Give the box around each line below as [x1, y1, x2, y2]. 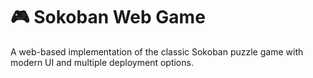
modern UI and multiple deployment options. [10, 56, 194, 68]
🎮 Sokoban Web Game [10, 6, 206, 29]
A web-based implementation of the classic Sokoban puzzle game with [10, 45, 304, 58]
